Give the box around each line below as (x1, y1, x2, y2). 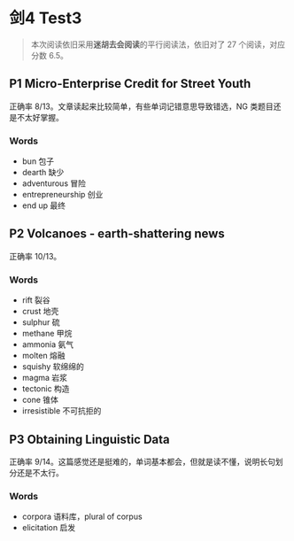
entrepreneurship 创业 (21, 189, 104, 200)
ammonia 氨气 (21, 339, 74, 350)
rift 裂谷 (21, 295, 50, 305)
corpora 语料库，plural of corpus (21, 511, 143, 522)
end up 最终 (21, 200, 66, 211)
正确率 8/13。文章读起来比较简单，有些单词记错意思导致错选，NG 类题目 (9, 101, 274, 112)
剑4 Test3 (9, 8, 82, 28)
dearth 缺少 (21, 167, 65, 178)
